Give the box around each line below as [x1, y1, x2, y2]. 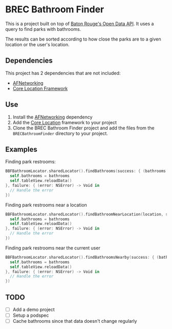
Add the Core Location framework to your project [12, 119, 117, 125]
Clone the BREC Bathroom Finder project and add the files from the [12, 125, 155, 131]
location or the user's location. [5, 41, 70, 47]
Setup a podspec [12, 312, 49, 318]
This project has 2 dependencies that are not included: [5, 70, 121, 76]
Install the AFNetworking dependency [12, 114, 93, 120]
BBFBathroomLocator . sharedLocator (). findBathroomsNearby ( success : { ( [5, 255, 159, 260]
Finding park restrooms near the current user [5, 245, 101, 251]
